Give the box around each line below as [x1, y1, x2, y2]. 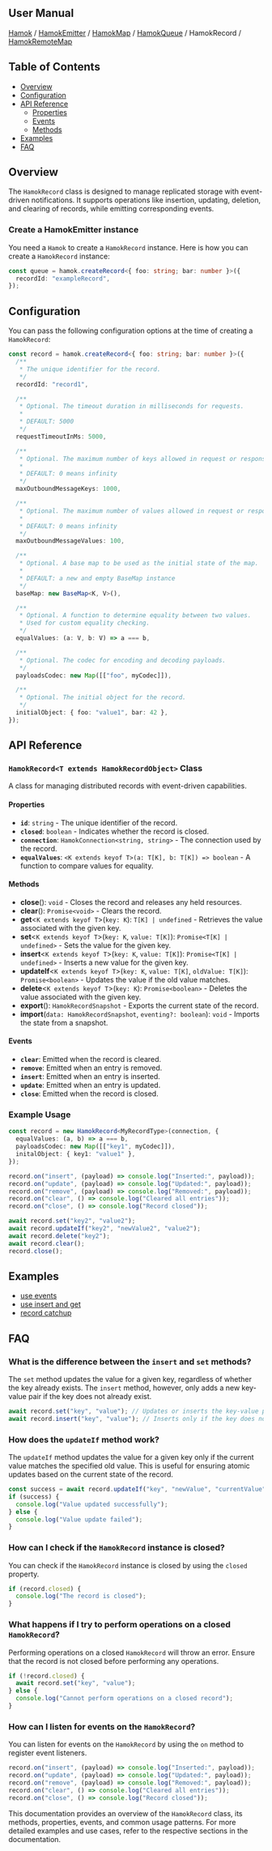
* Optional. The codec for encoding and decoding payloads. [19, 656, 227, 664]
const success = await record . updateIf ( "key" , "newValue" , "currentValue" [8, 1486, 266, 1494]
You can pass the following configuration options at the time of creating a [8, 326, 253, 335]
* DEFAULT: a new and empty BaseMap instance [19, 574, 176, 582]
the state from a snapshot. [19, 1017, 108, 1027]
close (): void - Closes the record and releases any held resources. [19, 897, 242, 906]
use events [19, 1291, 57, 1301]
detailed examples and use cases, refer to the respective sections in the [8, 1826, 249, 1836]
